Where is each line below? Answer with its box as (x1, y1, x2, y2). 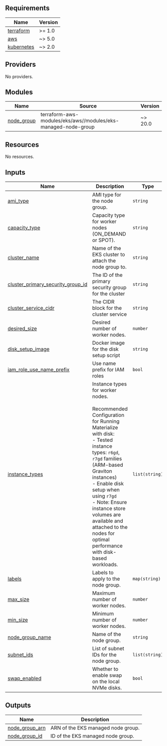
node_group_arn (7, 724, 46, 731)
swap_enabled (7, 675, 42, 682)
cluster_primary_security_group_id (7, 281, 88, 288)
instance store (92, 505, 126, 512)
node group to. (92, 263, 127, 270)
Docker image (92, 340, 125, 347)
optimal (92, 536, 110, 543)
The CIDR (92, 298, 115, 305)
